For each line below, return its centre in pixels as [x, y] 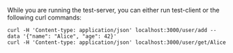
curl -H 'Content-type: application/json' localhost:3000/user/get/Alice [117, 43]
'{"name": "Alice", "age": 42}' [70, 36]
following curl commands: [44, 17]
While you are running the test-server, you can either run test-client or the [113, 10]
